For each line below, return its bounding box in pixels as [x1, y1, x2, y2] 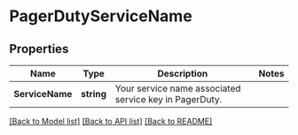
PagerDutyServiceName [9, 6, 192, 26]
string [81, 88, 107, 100]
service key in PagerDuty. [114, 94, 223, 105]
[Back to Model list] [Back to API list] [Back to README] [9, 116, 213, 126]
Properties [9, 41, 69, 56]
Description [157, 68, 208, 79]
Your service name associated [114, 82, 241, 94]
